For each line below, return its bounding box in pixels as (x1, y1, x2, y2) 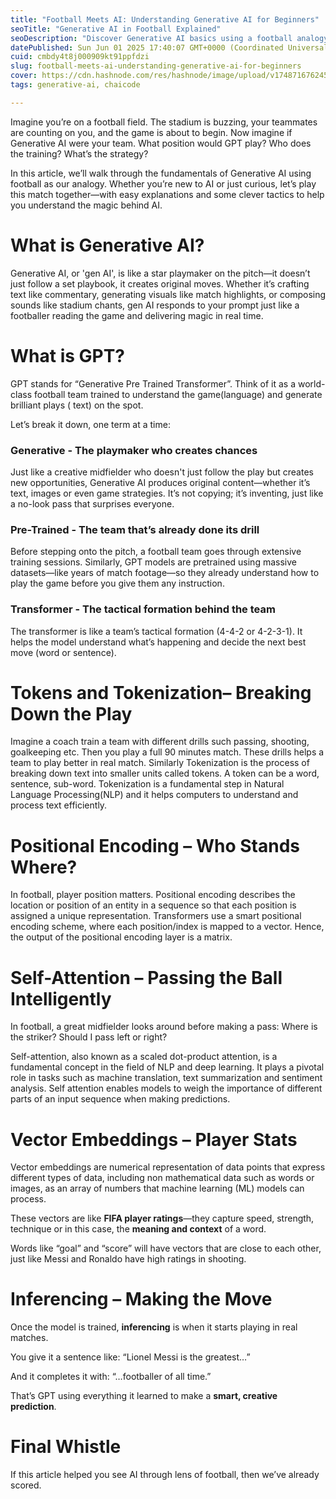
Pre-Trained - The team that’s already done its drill (10, 522, 260, 536)
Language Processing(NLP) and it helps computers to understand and (10, 789, 299, 801)
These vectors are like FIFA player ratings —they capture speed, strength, (10, 1212, 315, 1225)
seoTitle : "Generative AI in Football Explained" (10, 24, 222, 34)
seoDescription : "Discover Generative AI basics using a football (10, 33, 293, 43)
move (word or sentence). (10, 646, 117, 658)
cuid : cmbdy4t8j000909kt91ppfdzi (10, 52, 150, 62)
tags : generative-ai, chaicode (10, 80, 141, 90)
